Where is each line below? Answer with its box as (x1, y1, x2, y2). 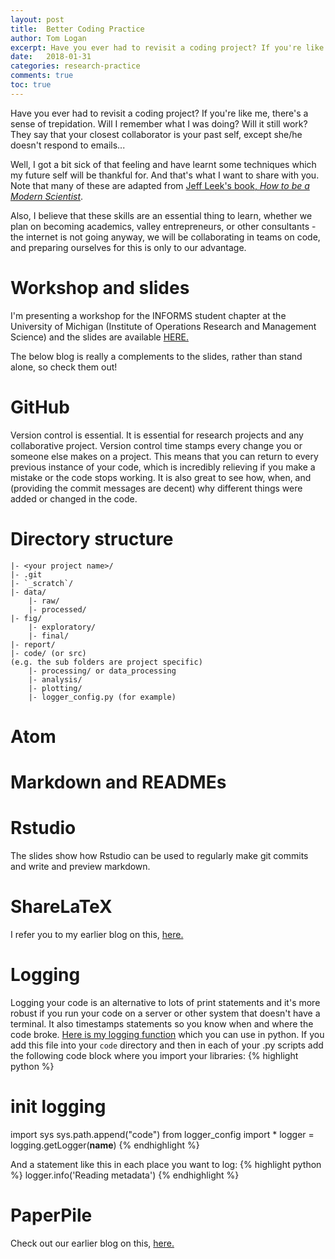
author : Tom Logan (10, 33, 87, 43)
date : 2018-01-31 (10, 52, 92, 62)
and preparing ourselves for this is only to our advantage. (10, 241, 247, 253)
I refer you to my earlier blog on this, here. (10, 928, 184, 940)
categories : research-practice (10, 61, 141, 71)
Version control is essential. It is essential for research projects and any (10, 429, 304, 441)
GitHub (10, 396, 70, 418)
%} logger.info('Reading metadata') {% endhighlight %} (10, 1169, 240, 1181)
